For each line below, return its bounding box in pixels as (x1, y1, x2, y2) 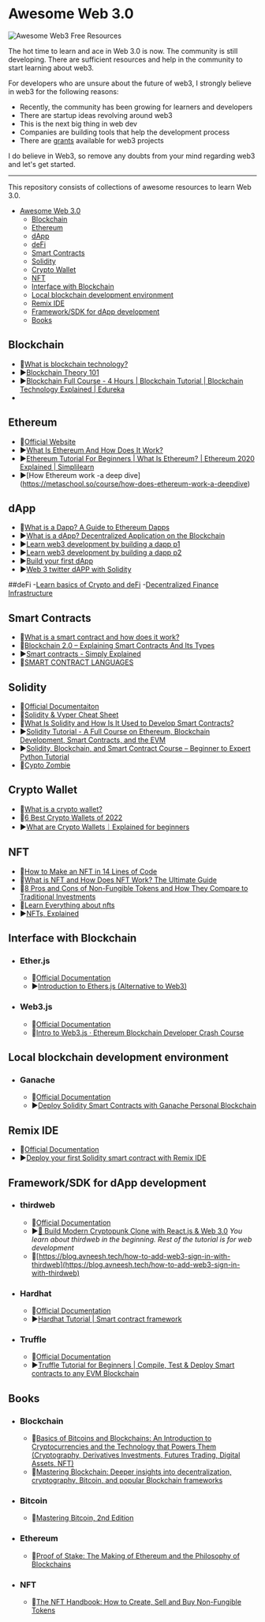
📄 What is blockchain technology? (19, 359, 129, 369)
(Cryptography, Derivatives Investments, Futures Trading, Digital (31, 1450, 241, 1460)
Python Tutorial (19, 752, 69, 761)
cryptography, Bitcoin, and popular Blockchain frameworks (31, 1476, 223, 1485)
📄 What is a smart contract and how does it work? (19, 632, 180, 642)
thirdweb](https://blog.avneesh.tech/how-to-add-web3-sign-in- (31, 1260, 241, 1269)
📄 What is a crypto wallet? (19, 804, 103, 813)
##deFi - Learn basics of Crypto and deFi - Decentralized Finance (8, 580, 219, 589)
